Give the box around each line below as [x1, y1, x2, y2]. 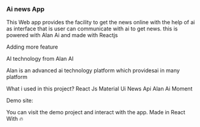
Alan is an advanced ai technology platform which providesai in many [6, 67, 181, 74]
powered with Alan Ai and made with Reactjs [6, 32, 119, 39]
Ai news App [6, 5, 45, 13]
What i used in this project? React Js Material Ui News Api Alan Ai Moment [6, 85, 193, 92]
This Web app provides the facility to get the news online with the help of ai [6, 19, 195, 26]
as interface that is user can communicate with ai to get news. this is [6, 25, 178, 32]
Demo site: [6, 97, 33, 105]
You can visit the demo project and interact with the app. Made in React [6, 109, 185, 116]
